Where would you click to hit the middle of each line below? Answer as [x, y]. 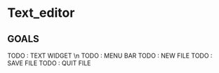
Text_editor [41, 13]
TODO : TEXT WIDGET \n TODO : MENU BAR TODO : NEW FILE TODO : [110, 55]
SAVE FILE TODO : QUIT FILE [49, 63]
